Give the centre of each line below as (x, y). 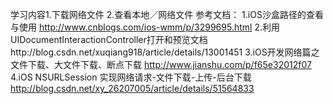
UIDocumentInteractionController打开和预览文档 (109, 39)
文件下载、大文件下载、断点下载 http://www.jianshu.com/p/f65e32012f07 (161, 64)
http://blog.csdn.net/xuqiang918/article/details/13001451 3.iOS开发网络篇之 (165, 52)
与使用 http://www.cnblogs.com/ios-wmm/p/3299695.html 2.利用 (145, 27)
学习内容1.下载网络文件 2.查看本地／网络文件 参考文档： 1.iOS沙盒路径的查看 (167, 14)
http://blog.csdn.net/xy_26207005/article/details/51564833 (132, 88)
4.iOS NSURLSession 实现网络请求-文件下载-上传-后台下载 (131, 77)
